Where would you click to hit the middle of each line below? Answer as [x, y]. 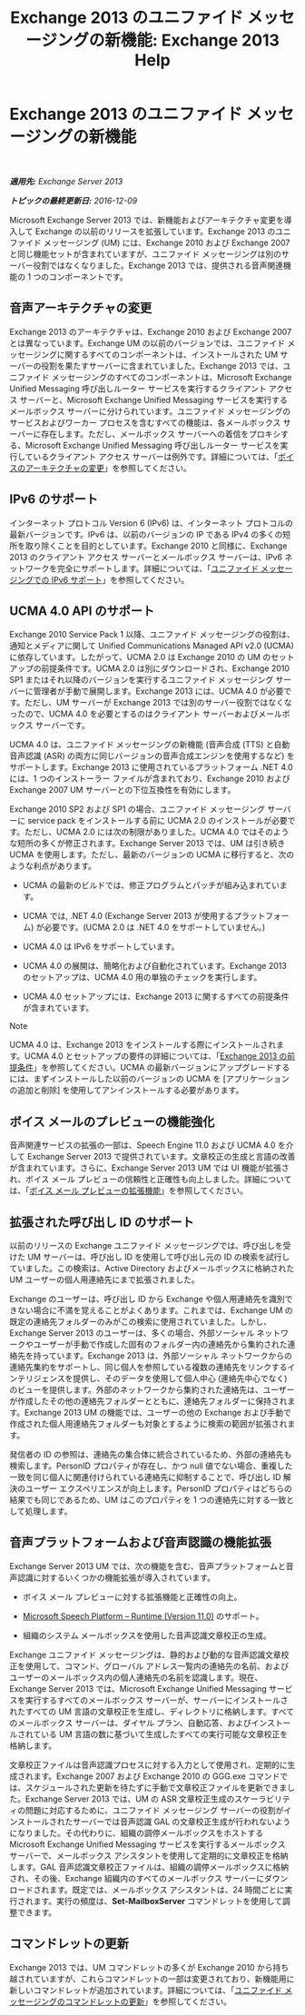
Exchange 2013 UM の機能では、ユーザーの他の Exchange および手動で [158, 1412]
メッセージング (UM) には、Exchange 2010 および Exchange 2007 [167, 242]
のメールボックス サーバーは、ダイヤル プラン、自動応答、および [131, 1723]
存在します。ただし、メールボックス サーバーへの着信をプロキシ [161, 434]
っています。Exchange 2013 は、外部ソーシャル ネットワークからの [167, 1356]
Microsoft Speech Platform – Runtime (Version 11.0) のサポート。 [143, 1615]
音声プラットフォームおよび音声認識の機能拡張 [141, 1542]
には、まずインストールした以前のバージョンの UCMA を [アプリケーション [150, 1079]
